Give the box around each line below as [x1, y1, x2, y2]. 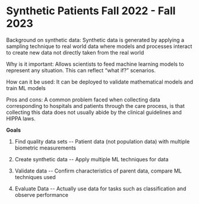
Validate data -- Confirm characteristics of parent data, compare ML [14, 167, 182, 174]
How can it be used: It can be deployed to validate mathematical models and [6, 78, 194, 85]
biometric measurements [14, 144, 76, 151]
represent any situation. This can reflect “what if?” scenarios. [6, 66, 156, 74]
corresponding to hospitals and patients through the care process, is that [6, 102, 185, 109]
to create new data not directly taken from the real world [6, 49, 144, 56]
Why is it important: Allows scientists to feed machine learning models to [6, 60, 184, 68]
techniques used [14, 173, 56, 180]
